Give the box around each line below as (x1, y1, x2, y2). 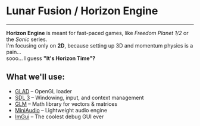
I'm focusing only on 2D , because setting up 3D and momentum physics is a (6, 42, 193, 49)
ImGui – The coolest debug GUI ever (14, 113, 104, 120)
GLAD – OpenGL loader (14, 87, 73, 94)
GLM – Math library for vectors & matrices (14, 100, 118, 108)
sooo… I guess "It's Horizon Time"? (6, 55, 96, 62)
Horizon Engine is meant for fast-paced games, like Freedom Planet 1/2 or (6, 29, 189, 36)
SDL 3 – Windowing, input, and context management (14, 94, 144, 101)
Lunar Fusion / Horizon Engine (6, 4, 158, 18)
